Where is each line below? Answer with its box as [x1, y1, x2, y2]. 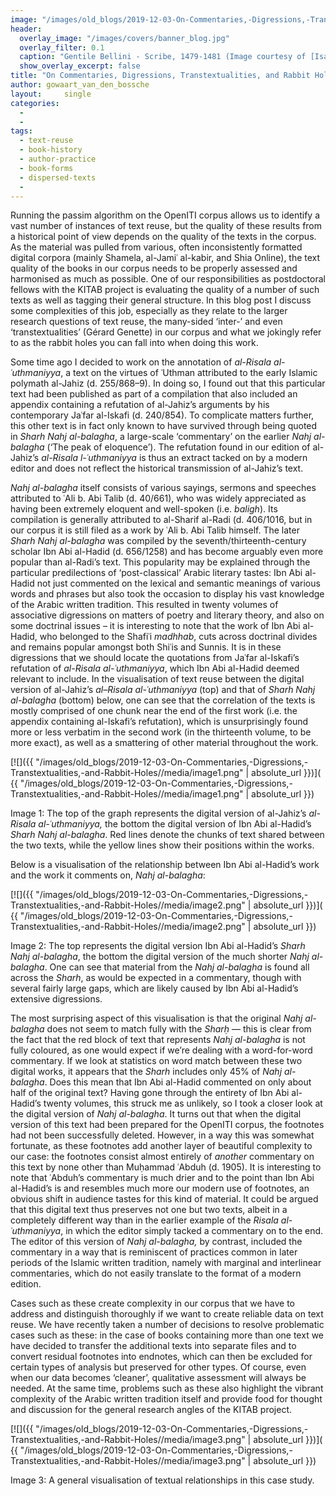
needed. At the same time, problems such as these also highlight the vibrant [10, 1382, 324, 1395]
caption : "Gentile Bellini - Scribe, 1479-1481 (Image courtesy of [19, 52, 307, 62]
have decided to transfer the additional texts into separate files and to [10, 1340, 297, 1352]
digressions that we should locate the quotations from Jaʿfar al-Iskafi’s [10, 652, 300, 664]
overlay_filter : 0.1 [19, 42, 105, 53]
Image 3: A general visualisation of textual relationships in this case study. [10, 1474, 315, 1486]
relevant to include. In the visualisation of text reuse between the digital [10, 673, 305, 685]
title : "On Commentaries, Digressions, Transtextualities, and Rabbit [10, 71, 311, 81]
